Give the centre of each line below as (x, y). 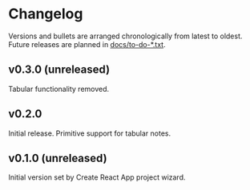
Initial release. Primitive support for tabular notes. (90, 133)
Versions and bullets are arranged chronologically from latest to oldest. (125, 36)
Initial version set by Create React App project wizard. (97, 177)
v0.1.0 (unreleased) (58, 158)
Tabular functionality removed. (59, 89)
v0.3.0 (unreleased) (59, 70)
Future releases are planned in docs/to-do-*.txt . (87, 44)
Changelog (46, 14)
